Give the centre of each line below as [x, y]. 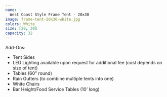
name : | [13, 10]
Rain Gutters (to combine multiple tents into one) [63, 79]
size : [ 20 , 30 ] [21, 29]
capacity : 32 [19, 33]
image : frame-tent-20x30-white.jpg [43, 19]
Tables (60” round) [32, 73]
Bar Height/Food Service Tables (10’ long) [56, 89]
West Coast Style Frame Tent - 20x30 [50, 15]
